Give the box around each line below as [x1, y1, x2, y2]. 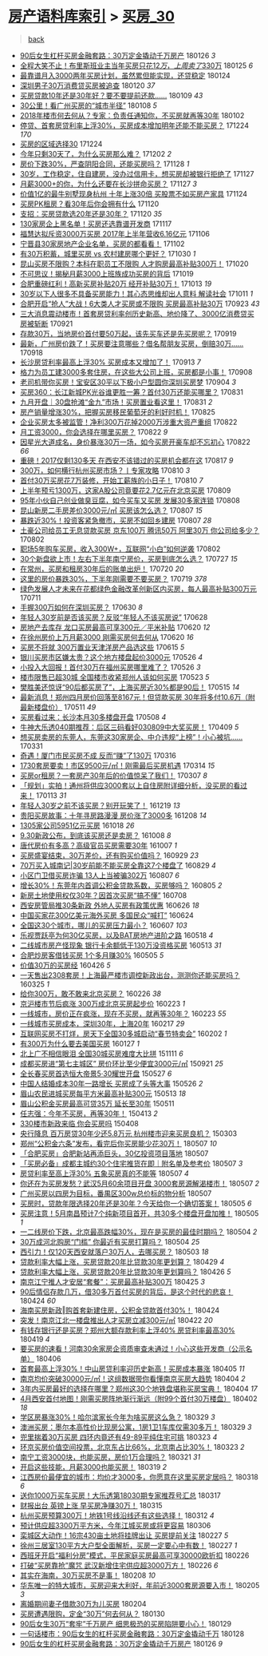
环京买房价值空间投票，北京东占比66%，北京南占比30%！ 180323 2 [19, 1442, 245, 1451]
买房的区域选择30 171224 [19, 139, 103, 149]
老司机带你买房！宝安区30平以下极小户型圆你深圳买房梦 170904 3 [19, 377, 237, 387]
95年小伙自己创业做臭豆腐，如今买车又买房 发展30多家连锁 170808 [19, 495, 241, 505]
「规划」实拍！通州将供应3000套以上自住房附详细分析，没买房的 [19, 780, 234, 790]
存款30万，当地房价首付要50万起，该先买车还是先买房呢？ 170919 [19, 328, 237, 338]
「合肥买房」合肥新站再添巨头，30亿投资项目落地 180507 [19, 1148, 209, 1158]
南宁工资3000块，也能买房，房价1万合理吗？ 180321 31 [19, 1451, 201, 1462]
